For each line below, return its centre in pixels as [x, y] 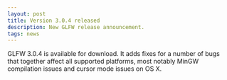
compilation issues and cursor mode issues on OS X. [85, 69]
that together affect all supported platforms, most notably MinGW [103, 62]
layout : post [27, 14]
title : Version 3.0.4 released [54, 21]
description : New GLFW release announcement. [76, 27]
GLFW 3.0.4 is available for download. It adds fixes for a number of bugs [114, 54]
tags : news [23, 34]
